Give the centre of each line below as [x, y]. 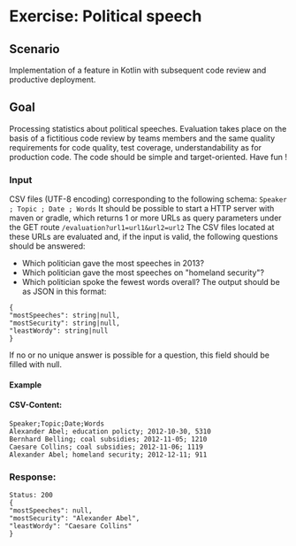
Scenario [34, 49]
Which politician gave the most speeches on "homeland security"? [143, 273]
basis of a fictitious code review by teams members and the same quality [142, 138]
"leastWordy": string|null [59, 331]
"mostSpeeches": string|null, [65, 316]
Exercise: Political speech [106, 16]
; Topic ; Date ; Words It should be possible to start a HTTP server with [142, 209]
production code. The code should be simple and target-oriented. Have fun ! [148, 157]
